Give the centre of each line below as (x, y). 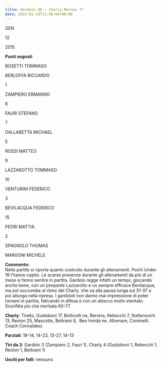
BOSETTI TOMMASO (26, 66)
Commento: (17, 265)
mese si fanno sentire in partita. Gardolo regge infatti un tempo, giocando (79, 280)
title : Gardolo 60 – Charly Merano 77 (44, 10)
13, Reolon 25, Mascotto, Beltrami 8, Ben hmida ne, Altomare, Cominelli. (77, 321)
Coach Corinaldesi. (24, 326)
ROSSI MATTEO (21, 151)
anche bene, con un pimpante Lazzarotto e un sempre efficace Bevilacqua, (80, 285)
